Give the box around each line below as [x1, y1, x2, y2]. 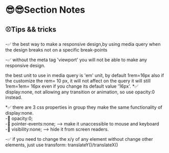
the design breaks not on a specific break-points [5, 47, 108, 53]
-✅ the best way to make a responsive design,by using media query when [5, 41, 161, 47]
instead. [5, 94, 22, 100]
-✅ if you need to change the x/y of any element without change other [5, 136, 153, 142]
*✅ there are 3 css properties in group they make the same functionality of [5, 104, 162, 110]
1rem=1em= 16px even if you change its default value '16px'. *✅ [5, 83, 139, 89]
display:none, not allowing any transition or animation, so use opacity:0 [5, 89, 155, 95]
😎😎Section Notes [5, 4, 85, 16]
